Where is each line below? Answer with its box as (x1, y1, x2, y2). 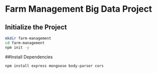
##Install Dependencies (5, 54, 53, 60)
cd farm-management (5, 40, 45, 45)
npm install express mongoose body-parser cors (5, 63, 104, 68)
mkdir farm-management (5, 36, 51, 41)
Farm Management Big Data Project (5, 3, 153, 15)
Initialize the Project (5, 23, 67, 31)
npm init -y (5, 45, 29, 50)
